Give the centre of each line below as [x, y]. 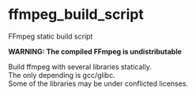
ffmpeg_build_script [76, 15]
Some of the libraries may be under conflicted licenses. [98, 83]
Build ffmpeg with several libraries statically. [80, 66]
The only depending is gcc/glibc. [62, 75]
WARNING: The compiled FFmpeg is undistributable [95, 51]
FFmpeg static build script [51, 36]
